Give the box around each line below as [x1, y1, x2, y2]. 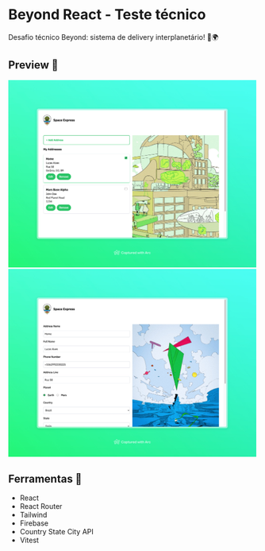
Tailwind [19, 510, 48, 520]
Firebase [19, 518, 49, 528]
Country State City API [19, 527, 94, 537]
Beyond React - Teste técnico [8, 6, 206, 24]
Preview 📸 [8, 58, 59, 72]
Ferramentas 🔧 [8, 472, 83, 486]
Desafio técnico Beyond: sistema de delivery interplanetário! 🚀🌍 [8, 32, 219, 41]
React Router [19, 502, 63, 511]
